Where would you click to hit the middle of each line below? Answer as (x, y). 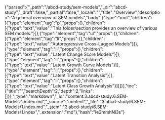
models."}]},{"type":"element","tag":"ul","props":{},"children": (77, 33)
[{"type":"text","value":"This (33, 28)
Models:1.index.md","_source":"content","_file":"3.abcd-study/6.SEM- (75, 101)
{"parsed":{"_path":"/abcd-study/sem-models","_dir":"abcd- (66, 7)
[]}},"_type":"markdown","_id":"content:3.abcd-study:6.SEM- (66, 96)
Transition (77, 75)
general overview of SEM (42, 18)
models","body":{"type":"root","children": (110, 18)
